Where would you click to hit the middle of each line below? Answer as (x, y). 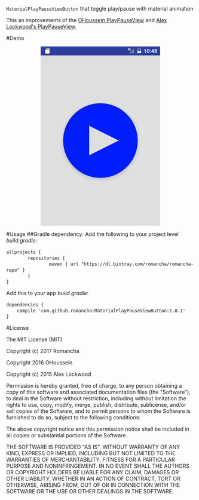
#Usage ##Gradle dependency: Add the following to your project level (93, 234)
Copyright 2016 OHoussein (39, 363)
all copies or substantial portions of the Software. (67, 435)
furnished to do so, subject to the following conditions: (73, 417)
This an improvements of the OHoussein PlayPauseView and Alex (87, 20)
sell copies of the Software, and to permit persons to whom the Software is (99, 411)
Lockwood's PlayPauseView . (41, 27)
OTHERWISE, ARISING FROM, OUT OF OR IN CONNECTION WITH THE (93, 485)
